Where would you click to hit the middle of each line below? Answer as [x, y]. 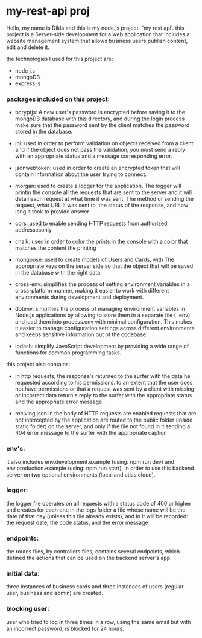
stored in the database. [44, 132]
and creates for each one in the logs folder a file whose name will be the [96, 510]
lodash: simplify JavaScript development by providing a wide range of [102, 347]
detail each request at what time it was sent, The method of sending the [104, 199]
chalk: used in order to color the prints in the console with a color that [101, 242]
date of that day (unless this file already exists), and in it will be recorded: [97, 516]
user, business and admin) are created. [55, 593]
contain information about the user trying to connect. [80, 174]
